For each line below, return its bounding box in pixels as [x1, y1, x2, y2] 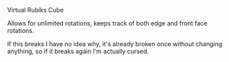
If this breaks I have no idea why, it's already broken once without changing [7, 40, 223, 48]
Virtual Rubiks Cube [7, 6, 64, 14]
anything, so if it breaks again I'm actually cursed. [7, 48, 149, 55]
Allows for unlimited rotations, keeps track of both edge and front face [7, 19, 208, 27]
